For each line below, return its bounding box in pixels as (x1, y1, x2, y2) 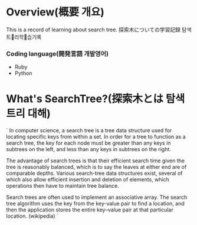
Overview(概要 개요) (6, 5, 105, 19)
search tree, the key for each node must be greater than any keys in (6, 139, 171, 146)
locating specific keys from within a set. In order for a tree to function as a (6, 133, 186, 141)
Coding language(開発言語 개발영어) (6, 50, 109, 58)
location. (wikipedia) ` (6, 213, 59, 220)
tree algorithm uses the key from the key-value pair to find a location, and (6, 200, 185, 207)
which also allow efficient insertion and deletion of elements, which (6, 176, 170, 183)
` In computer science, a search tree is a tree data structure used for (6, 127, 172, 134)
